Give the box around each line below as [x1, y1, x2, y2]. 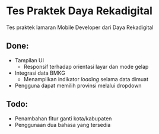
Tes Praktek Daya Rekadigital [6, 4, 153, 18]
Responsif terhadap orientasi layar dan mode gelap [23, 63, 149, 70]
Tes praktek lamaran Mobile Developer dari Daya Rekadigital [6, 24, 154, 31]
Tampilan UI [14, 56, 44, 63]
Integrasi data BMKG [14, 69, 65, 76]
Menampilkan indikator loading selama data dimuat [23, 75, 148, 82]
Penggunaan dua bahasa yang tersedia [14, 121, 111, 128]
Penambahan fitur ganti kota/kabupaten [14, 114, 112, 122]
